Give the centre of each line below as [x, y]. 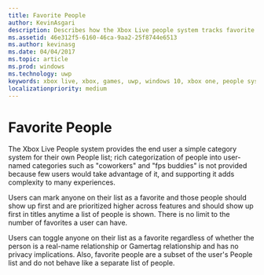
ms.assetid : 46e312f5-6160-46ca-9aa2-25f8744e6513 [93, 37]
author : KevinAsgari [42, 23]
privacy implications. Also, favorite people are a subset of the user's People [130, 255]
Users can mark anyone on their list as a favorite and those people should [128, 198]
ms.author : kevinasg [42, 45]
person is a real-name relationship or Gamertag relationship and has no [123, 246]
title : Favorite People [47, 15]
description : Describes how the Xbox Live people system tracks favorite [132, 30]
